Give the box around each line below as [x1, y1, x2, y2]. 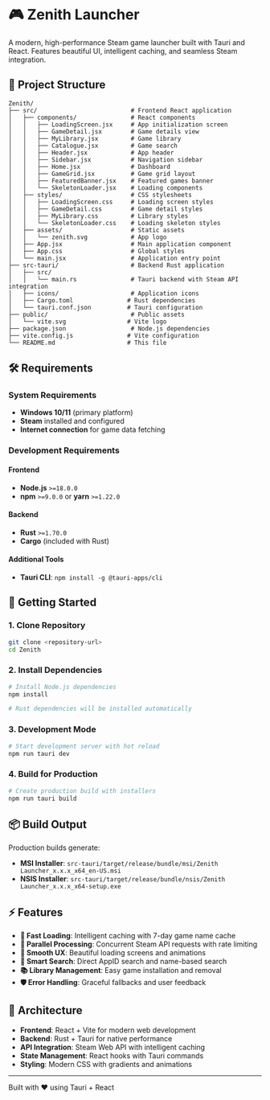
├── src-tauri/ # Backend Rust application [8, 261, 225, 269]
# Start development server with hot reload [8, 742, 160, 750]
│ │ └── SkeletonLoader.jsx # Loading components [8, 183, 203, 192]
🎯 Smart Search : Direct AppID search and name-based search [19, 957, 227, 967]
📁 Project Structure [8, 78, 106, 92]
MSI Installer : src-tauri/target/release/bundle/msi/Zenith [19, 859, 219, 868]
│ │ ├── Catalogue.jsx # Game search [8, 142, 178, 150]
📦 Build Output [8, 817, 87, 831]
